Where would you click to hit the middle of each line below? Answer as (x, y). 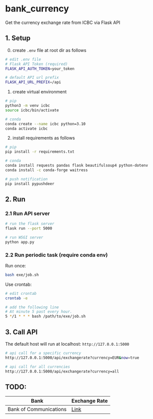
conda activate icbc (27, 128)
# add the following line (32, 307)
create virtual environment (39, 92)
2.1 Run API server (28, 213)
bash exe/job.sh (22, 275)
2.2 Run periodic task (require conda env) (57, 255)
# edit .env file (23, 59)
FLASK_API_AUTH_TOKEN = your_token (40, 69)
